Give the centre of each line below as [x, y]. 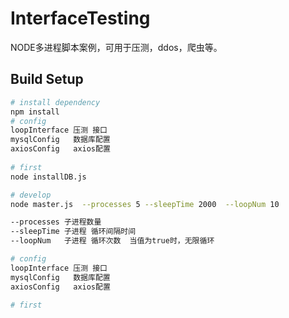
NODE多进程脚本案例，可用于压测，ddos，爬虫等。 [116, 47]
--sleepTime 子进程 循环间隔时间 [73, 232]
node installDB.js [48, 177]
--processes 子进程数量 [56, 222]
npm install [35, 112]
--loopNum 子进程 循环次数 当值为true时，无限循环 [112, 241]
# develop [31, 195]
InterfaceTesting [80, 18]
